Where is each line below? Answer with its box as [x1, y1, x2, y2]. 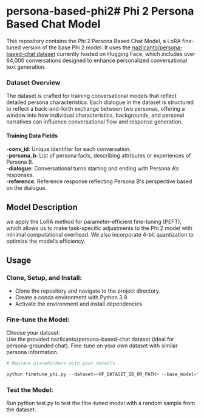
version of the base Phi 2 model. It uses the [22, 44, 131, 51]
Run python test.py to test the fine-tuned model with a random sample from [6, 400, 195, 407]
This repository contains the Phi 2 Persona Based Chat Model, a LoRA [6, 37, 181, 44]
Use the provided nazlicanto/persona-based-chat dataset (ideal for [6, 336, 175, 343]
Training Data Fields [6, 132, 58, 139]
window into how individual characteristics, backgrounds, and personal [6, 111, 185, 119]
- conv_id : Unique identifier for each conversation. [6, 145, 132, 153]
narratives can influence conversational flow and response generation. [6, 118, 183, 125]
